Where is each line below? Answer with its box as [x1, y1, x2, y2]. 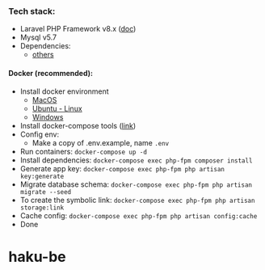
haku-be [8, 247, 66, 266]
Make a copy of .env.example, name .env [32, 137, 170, 147]
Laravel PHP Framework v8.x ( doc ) [19, 24, 137, 34]
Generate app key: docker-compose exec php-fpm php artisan [19, 163, 225, 173]
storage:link [19, 204, 65, 212]
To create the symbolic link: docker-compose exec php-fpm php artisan [19, 195, 255, 205]
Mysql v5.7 [19, 32, 57, 42]
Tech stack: [8, 6, 56, 17]
